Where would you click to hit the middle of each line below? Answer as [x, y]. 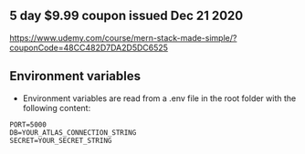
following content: [57, 108]
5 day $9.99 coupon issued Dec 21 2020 [126, 16]
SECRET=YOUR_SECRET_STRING [61, 140]
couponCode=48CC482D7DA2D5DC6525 [89, 47]
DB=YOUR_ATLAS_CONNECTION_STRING [73, 132]
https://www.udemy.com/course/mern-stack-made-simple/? [123, 37]
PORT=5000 [28, 124]
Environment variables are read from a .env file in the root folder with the [159, 98]
